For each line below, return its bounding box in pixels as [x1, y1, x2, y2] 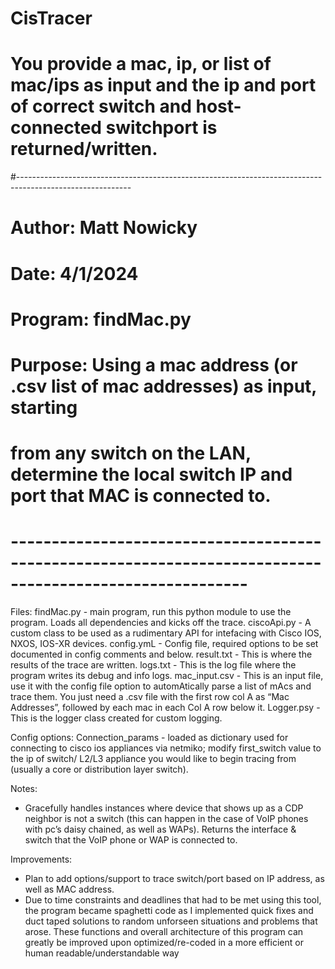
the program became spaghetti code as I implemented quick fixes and [24, 905, 314, 916]
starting [10, 396, 78, 419]
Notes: [10, 783, 38, 794]
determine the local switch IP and [10, 463, 293, 486]
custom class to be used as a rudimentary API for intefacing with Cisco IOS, [10, 627, 322, 639]
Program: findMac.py [10, 308, 192, 331]
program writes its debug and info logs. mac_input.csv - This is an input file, [10, 670, 324, 681]
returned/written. [10, 138, 158, 161]
